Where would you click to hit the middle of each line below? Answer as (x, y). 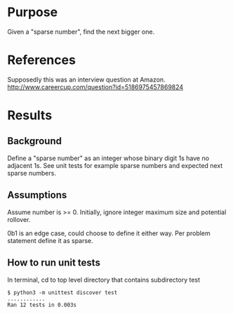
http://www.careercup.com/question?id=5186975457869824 (95, 87)
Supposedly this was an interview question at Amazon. (87, 79)
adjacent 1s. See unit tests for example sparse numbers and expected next (115, 165)
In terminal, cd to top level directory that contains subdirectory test (104, 280)
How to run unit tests (54, 263)
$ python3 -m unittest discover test (62, 292)
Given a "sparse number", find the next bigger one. (81, 32)
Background (34, 141)
